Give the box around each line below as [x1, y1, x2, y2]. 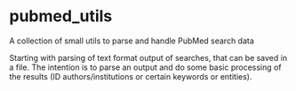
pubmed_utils [9, 6, 113, 27]
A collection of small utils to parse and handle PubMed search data [9, 35, 255, 46]
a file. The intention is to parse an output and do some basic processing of [9, 62, 282, 72]
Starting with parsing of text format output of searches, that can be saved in [9, 52, 287, 63]
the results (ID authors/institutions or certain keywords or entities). [9, 71, 252, 81]
